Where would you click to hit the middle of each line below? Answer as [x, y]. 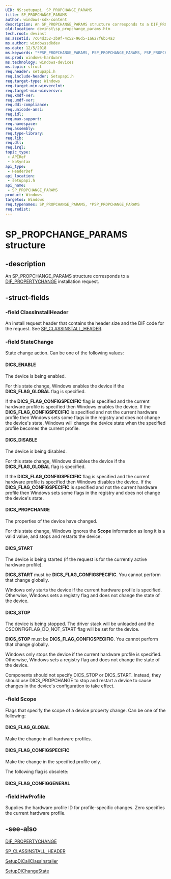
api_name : [16, 186]
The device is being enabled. [36, 376]
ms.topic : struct [24, 67]
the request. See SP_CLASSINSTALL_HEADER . [54, 329]
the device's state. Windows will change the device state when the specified [85, 423]
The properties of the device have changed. [51, 521]
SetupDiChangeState [27, 871]
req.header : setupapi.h [31, 72]
